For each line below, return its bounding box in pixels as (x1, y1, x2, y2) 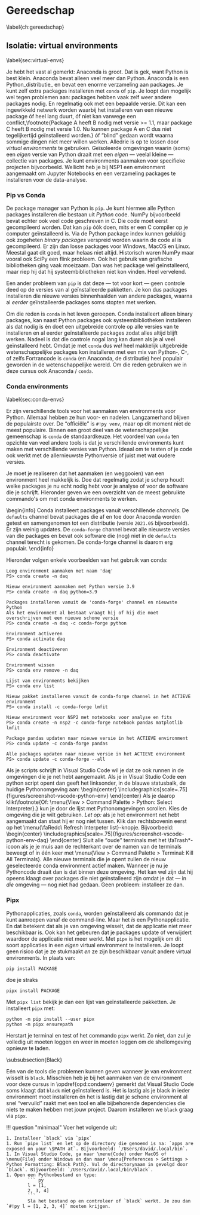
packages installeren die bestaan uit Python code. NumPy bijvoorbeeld (6, 211, 181, 218)
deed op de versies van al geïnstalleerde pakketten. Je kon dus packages (6, 286, 187, 293)
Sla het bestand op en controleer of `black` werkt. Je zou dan (27, 1198, 191, 1204)
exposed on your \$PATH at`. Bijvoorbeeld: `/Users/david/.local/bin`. (6, 1146, 188, 1152)
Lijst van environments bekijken (6, 678, 90, 684)
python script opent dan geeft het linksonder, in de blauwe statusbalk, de (6, 779, 186, 786)
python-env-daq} (6, 837, 49, 844)
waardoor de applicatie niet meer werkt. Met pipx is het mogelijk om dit (6, 935, 181, 942)
